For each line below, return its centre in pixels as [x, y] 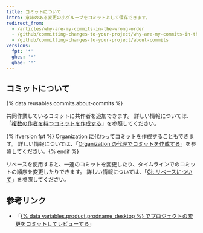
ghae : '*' [24, 62]
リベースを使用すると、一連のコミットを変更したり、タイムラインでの [93, 165]
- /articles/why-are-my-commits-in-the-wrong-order [78, 29]
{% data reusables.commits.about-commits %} [65, 103]
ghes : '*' [24, 57]
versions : [19, 46]
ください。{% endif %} [51, 151]
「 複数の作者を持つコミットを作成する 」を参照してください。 [83, 123]
